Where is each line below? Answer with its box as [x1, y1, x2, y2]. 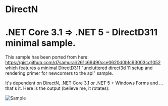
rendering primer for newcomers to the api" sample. [5, 70, 114, 76]
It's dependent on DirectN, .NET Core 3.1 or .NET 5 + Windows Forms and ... [5, 80, 163, 86]
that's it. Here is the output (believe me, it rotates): [5, 85, 110, 91]
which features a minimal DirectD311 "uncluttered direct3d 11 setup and [5, 65, 153, 71]
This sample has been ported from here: [5, 54, 89, 60]
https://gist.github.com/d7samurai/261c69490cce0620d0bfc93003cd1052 [5, 60, 161, 66]
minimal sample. [5, 37, 76, 49]
